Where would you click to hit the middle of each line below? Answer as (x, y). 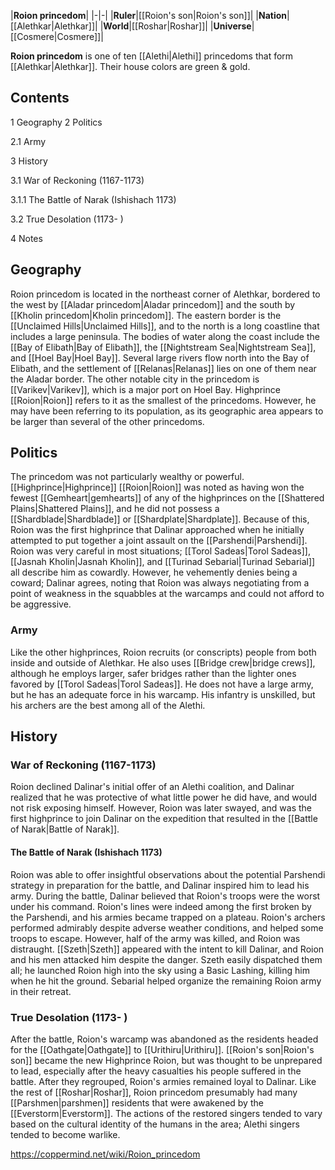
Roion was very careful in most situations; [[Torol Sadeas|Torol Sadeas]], (160, 551)
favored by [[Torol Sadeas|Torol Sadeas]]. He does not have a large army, (162, 684)
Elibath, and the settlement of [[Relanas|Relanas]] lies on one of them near (163, 368)
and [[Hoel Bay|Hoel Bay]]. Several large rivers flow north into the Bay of (160, 357)
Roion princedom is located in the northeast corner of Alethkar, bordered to (165, 294)
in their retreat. (41, 991)
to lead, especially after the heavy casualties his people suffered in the (156, 1071)
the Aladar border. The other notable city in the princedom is (135, 379)
